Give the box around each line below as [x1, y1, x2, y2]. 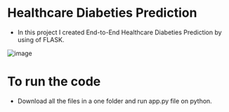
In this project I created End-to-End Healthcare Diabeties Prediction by [17, 28, 223, 36]
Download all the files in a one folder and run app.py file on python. [17, 97, 212, 105]
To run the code [7, 73, 101, 90]
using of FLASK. [17, 35, 65, 43]
